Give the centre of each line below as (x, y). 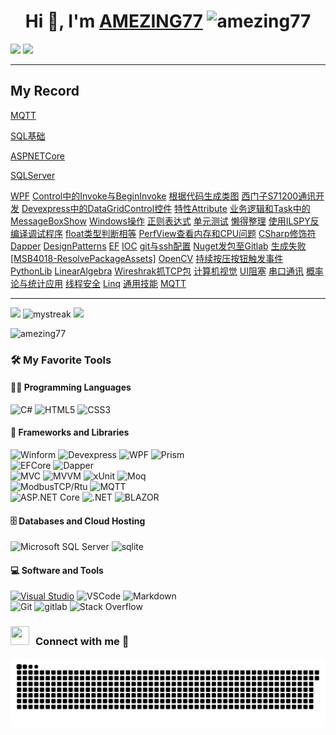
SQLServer (33, 175)
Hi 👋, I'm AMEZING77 (113, 21)
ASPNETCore (37, 156)
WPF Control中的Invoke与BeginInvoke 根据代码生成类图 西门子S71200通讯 (163, 196)
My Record (45, 91)
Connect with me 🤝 (82, 642)
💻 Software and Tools (57, 570)
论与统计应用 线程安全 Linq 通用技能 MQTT (98, 283)
